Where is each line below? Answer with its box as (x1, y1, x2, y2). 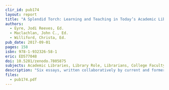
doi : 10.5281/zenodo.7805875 (5, 58, 66, 63)
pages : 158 (5, 44, 28, 49)
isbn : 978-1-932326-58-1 (5, 49, 57, 54)
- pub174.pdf (10, 77, 37, 82)
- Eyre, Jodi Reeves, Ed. (10, 26, 64, 31)
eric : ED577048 (5, 53, 37, 59)
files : (5, 72, 19, 77)
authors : (5, 21, 24, 26)
